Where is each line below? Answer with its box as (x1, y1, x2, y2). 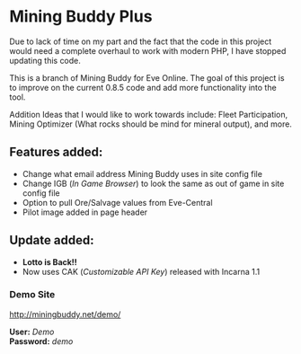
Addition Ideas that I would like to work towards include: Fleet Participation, (9, 109, 288, 119)
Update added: (9, 233, 94, 248)
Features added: (9, 145, 103, 160)
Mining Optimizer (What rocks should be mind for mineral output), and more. (9, 119, 292, 129)
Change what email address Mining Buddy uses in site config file (22, 168, 263, 179)
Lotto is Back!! (22, 256, 78, 267)
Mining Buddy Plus (9, 6, 153, 27)
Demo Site (9, 288, 56, 301)
